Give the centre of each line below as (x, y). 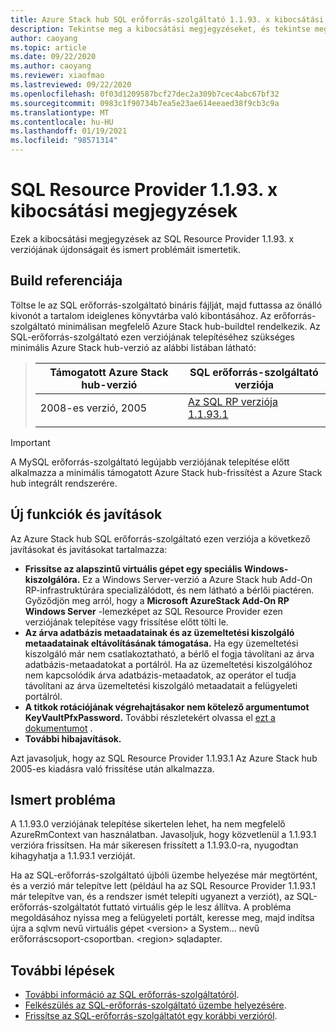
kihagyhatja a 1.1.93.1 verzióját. (73, 856)
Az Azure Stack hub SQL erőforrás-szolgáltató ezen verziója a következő (160, 538)
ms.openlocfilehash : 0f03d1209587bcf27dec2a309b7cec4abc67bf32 (145, 94)
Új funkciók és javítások (86, 514)
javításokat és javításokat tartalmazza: (89, 549)
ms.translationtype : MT (60, 112)
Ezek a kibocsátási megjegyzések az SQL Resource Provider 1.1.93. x (152, 238)
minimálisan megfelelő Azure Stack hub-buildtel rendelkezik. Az (189, 326)
